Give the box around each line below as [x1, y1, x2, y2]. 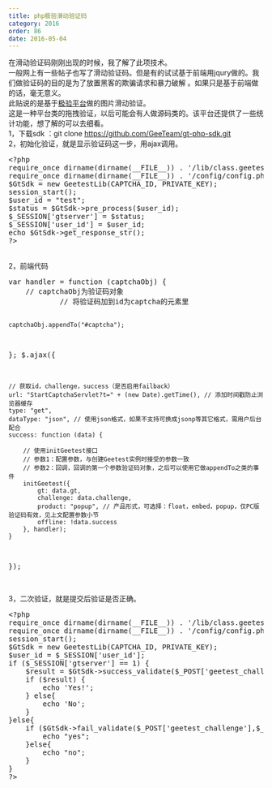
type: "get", [8, 407, 53, 415]
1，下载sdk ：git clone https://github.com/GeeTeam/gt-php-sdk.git [8, 129, 232, 139]
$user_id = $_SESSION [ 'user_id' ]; [8, 651, 146, 660]
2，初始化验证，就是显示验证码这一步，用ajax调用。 [8, 139, 183, 149]
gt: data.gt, [37, 487, 82, 495]
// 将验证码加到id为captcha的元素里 [59, 297, 189, 307]
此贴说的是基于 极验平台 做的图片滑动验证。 [8, 98, 151, 108]
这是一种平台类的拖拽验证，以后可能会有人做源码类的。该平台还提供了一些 [8, 109, 257, 118]
